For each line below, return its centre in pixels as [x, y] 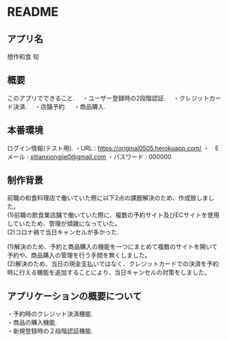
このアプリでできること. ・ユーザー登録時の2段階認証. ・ [93, 98]
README [33, 12]
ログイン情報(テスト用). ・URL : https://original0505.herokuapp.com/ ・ [109, 148]
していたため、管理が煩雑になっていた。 [64, 224]
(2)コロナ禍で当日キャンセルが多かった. [63, 232]
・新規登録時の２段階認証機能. [50, 331]
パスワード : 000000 [142, 156]
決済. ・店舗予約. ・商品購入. [59, 106]
